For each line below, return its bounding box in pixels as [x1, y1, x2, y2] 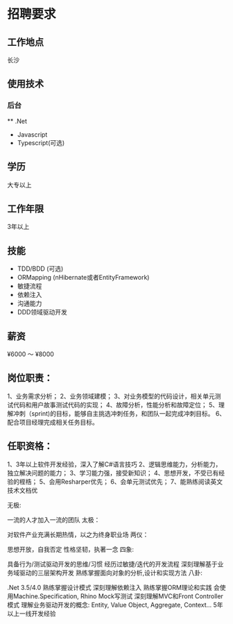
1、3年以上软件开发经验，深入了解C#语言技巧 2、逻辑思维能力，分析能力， [7, 459, 222, 469]
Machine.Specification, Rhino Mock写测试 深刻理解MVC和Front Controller [12, 591, 224, 600]
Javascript [17, 130, 48, 139]
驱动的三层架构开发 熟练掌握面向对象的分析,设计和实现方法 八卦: [19, 568, 202, 577]
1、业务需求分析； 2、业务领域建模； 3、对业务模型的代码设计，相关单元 [7, 391, 215, 400]
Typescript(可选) [17, 138, 65, 146]
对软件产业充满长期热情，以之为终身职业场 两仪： [7, 530, 149, 539]
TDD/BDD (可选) [17, 264, 64, 273]
